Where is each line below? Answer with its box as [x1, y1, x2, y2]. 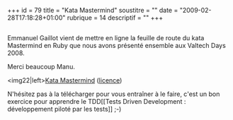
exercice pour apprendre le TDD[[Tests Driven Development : [7, 97, 186, 106]
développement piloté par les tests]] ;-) [7, 105, 122, 114]
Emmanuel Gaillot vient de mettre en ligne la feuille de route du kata [7, 34, 205, 42]
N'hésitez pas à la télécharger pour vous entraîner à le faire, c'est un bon [7, 90, 220, 98]
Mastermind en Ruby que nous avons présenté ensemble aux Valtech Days [7, 42, 227, 50]
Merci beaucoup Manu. [7, 63, 76, 71]
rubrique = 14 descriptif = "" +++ [67, 13, 164, 22]
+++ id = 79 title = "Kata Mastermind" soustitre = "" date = [7, 6, 178, 14]
